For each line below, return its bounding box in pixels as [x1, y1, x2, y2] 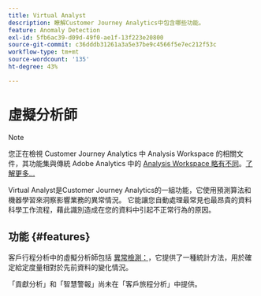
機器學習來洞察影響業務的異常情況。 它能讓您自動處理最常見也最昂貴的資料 [8, 194, 252, 205]
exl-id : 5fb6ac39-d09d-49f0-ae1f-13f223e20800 [8, 33, 164, 42]
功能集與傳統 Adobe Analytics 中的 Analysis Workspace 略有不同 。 [28, 158, 246, 168]
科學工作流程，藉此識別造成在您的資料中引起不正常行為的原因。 [8, 205, 215, 214]
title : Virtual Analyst [8, 11, 87, 20]
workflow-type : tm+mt [8, 48, 80, 56]
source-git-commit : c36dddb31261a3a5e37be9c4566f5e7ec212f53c [8, 41, 217, 49]
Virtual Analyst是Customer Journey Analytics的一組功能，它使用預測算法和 [8, 185, 252, 194]
